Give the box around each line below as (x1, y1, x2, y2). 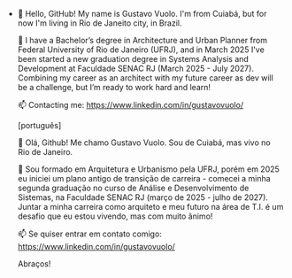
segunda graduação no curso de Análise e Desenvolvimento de (17, 182, 250, 193)
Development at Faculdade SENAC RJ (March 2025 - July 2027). (17, 63, 255, 73)
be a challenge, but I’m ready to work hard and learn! (17, 82, 211, 92)
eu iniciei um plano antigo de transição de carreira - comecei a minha (17, 174, 272, 183)
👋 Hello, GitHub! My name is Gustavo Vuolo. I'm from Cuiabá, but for (17, 9, 267, 19)
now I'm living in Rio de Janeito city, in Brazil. (17, 18, 182, 28)
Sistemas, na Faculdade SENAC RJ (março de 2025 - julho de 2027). (17, 192, 268, 203)
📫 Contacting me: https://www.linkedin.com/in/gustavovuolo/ (17, 100, 244, 110)
